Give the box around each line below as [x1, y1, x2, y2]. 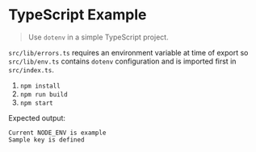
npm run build [19, 90, 68, 98]
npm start [19, 99, 54, 107]
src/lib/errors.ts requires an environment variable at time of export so [8, 47, 249, 57]
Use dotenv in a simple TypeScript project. [27, 32, 169, 42]
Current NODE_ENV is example [8, 129, 107, 137]
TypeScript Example [8, 6, 147, 24]
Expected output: [8, 113, 66, 122]
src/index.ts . [8, 64, 54, 74]
